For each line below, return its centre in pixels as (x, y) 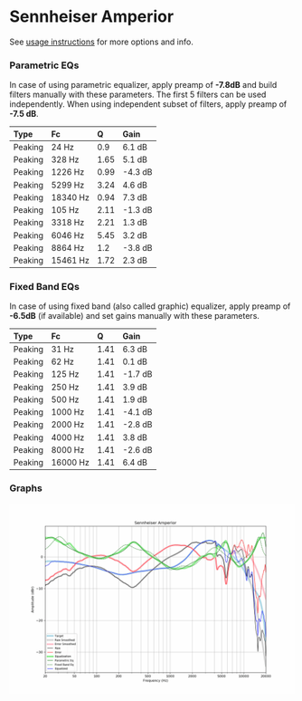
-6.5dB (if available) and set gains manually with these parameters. (135, 316)
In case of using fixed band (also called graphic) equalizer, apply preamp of (150, 306)
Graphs (26, 488)
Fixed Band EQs (44, 286)
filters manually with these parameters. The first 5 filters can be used (138, 95)
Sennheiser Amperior (92, 17)
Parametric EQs (44, 65)
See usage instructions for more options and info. (102, 42)
